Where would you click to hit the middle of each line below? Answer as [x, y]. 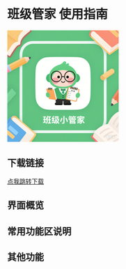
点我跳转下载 [25, 181]
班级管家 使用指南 [57, 14]
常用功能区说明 [39, 231]
